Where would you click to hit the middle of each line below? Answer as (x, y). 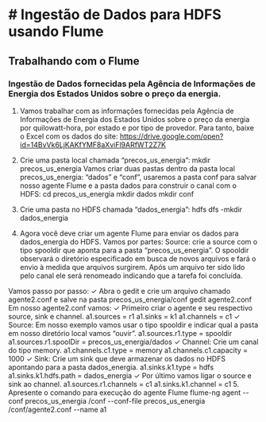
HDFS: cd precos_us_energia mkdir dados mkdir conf (107, 193)
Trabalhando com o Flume (74, 61)
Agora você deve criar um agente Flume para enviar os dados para (129, 233)
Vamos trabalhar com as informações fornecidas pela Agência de (127, 111)
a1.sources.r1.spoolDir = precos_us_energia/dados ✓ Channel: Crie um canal (133, 342)
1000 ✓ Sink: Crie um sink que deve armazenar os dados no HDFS (117, 358)
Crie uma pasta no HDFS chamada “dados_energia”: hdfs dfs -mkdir (131, 209)
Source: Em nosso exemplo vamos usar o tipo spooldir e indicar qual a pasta (133, 325)
